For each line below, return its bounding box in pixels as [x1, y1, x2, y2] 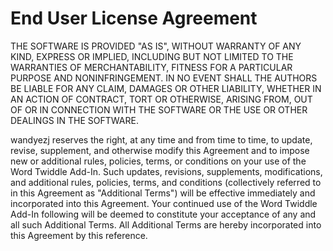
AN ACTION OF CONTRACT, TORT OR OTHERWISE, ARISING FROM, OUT [10, 93, 313, 105]
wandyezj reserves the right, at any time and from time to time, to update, [10, 133, 313, 146]
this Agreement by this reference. [10, 229, 148, 241]
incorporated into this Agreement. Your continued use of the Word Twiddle [10, 197, 318, 209]
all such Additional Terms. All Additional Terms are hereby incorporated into [10, 218, 322, 231]
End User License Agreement [10, 7, 258, 30]
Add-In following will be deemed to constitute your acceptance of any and [10, 208, 317, 220]
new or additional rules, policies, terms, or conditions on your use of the [10, 155, 307, 167]
